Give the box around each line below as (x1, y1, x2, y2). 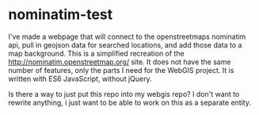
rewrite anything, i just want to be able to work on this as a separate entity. (8, 98, 252, 107)
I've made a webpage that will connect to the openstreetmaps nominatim (8, 32, 246, 41)
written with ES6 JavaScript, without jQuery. (8, 74, 152, 83)
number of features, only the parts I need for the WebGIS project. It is (8, 65, 234, 75)
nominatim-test (8, 6, 113, 24)
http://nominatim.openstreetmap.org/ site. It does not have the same (8, 57, 231, 67)
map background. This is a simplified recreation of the (8, 48, 185, 58)
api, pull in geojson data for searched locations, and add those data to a (8, 40, 242, 49)
